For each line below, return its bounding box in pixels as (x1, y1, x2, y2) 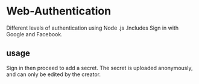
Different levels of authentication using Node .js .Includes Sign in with (6, 24, 179, 31)
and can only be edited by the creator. (6, 71, 101, 78)
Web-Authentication (6, 4, 112, 18)
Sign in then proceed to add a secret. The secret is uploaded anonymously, (6, 64, 193, 71)
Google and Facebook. (6, 30, 63, 37)
